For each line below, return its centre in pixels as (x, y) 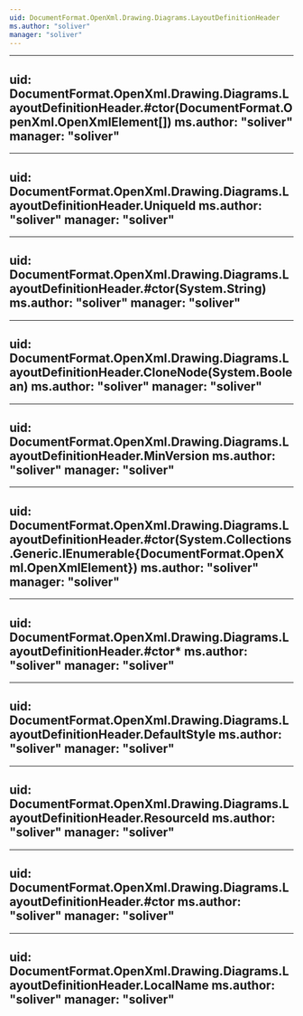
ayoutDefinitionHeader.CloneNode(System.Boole (151, 373)
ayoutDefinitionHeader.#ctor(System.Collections (151, 539)
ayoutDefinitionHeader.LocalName (109, 985)
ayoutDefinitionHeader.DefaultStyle (113, 734)
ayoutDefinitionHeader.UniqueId (103, 206)
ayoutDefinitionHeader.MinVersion (110, 456)
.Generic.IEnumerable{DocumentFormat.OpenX (147, 554)
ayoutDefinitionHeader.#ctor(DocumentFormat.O (151, 108)
